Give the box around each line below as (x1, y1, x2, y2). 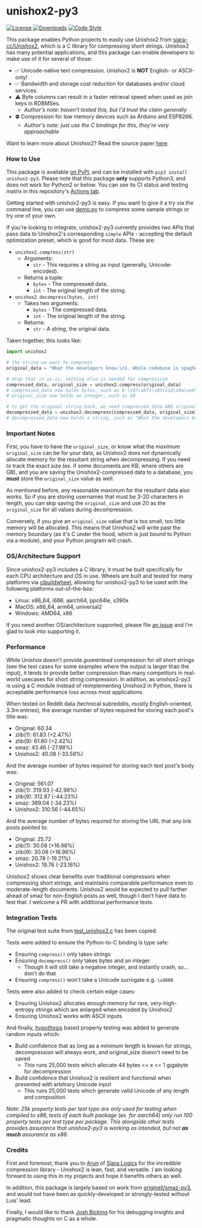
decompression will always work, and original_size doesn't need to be (14, 1049, 188, 1056)
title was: (6, 713, 29, 720)
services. (14, 86, 38, 94)
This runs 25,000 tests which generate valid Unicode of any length (23, 1087, 189, 1095)
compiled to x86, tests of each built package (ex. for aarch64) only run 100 (6, 1112, 193, 1119)
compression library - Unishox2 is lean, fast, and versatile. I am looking (6, 1166, 182, 1173)
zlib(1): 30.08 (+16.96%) (14, 842, 75, 849)
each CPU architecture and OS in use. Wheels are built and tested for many (6, 572, 193, 579)
